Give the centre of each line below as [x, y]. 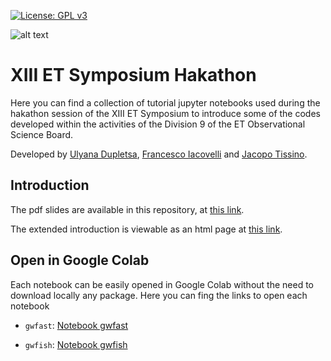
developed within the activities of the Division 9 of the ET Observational [158, 124]
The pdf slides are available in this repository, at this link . [127, 209]
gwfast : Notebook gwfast [76, 325]
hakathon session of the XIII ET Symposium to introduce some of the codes [165, 113]
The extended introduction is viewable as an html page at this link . [146, 229]
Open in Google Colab [80, 260]
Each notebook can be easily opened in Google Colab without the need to [162, 284]
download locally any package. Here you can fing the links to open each [159, 295]
